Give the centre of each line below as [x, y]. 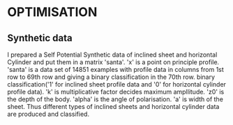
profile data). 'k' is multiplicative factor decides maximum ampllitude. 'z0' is [116, 92]
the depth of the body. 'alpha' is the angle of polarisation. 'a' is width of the [115, 99]
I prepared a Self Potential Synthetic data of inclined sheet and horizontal [112, 54]
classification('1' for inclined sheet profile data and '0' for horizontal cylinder [117, 84]
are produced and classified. [48, 114]
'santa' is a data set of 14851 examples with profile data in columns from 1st [116, 69]
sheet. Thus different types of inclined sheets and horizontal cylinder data [113, 106]
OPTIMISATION [52, 12]
